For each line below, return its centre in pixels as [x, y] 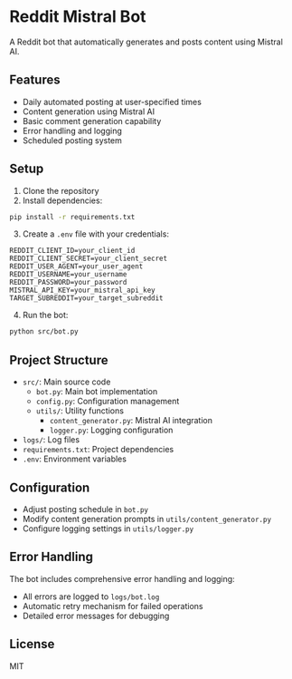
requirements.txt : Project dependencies [98, 450]
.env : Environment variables [74, 459]
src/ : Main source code [66, 382]
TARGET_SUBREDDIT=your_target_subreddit [87, 298]
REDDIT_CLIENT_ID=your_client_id [72, 251]
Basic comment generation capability [92, 121]
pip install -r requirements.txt [72, 217]
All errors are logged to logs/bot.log [91, 597]
